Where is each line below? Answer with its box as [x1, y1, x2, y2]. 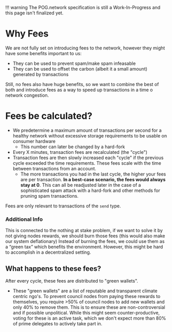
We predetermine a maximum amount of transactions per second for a [12, 127, 162, 133]
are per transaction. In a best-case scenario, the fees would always [20, 176, 166, 182]
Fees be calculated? [5, 110, 92, 122]
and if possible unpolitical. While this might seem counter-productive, [12, 309, 160, 316]
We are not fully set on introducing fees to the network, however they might [5, 45, 165, 51]
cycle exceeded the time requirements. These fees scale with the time [12, 160, 162, 166]
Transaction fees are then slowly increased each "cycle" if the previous [12, 154, 164, 161]
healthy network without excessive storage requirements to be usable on [12, 132, 167, 138]
